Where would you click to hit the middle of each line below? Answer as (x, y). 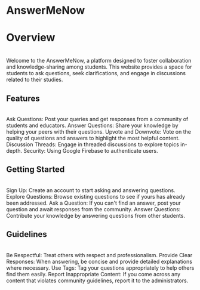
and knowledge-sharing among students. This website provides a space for (99, 67)
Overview (31, 38)
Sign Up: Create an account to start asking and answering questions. (91, 190)
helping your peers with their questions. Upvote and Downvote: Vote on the (99, 131)
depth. (14, 150)
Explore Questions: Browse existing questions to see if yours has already (96, 196)
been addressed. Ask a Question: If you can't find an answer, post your (93, 203)
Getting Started (36, 170)
